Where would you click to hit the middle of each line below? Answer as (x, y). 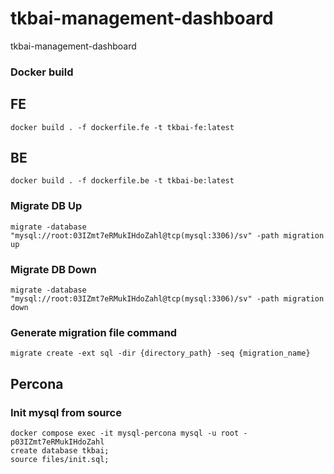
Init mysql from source (66, 412)
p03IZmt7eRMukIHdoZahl (57, 442)
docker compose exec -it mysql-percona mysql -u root (125, 433)
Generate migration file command (94, 332)
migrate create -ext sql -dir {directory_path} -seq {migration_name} (160, 353)
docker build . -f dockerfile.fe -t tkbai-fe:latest (122, 127)
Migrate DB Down (53, 269)
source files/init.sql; (60, 460)
